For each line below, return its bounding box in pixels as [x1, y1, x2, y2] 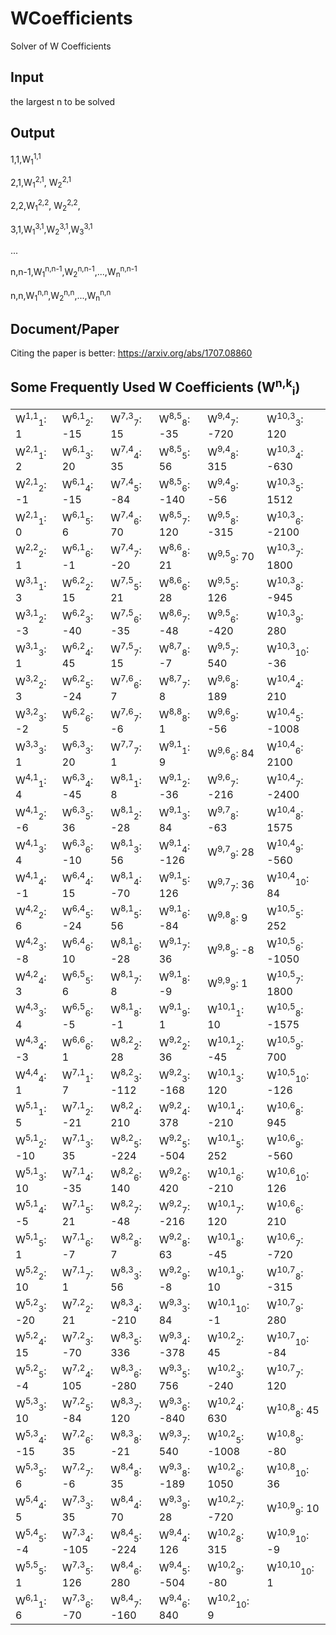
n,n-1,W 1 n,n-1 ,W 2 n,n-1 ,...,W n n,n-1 [10, 264, 138, 280]
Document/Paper [10, 320, 120, 337]
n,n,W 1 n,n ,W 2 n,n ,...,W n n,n [10, 287, 112, 304]
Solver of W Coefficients [10, 40, 112, 52]
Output [10, 125, 55, 142]
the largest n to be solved [10, 95, 116, 107]
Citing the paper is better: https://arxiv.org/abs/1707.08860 [10, 347, 253, 359]
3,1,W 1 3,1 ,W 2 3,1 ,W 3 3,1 [10, 221, 93, 237]
